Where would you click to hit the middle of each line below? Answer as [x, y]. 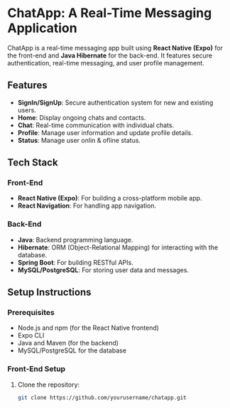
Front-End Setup [37, 369]
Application [42, 28]
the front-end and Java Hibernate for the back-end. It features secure [110, 55]
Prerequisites [31, 313]
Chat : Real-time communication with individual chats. [96, 125]
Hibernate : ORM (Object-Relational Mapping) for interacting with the [118, 247]
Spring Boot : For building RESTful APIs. [75, 262]
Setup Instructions [49, 292]
